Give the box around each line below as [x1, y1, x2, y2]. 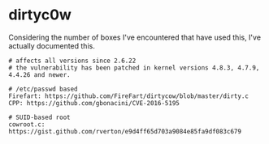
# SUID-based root [8, 113, 71, 121]
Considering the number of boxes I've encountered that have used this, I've [8, 32, 262, 42]
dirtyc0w [8, 6, 72, 24]
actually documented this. [8, 40, 95, 50]
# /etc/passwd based [8, 85, 79, 93]
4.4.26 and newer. [8, 70, 71, 78]
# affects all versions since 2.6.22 [8, 57, 137, 65]
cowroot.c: [8, 120, 46, 129]
